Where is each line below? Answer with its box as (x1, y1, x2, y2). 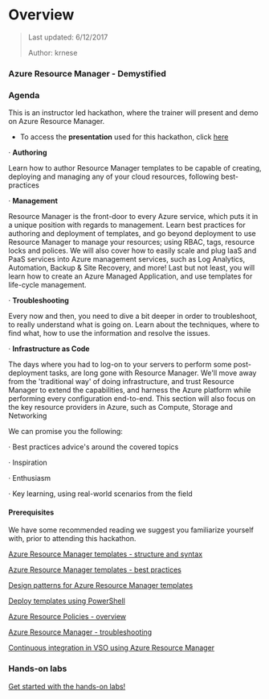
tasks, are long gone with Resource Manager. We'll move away (49, 368, 257, 378)
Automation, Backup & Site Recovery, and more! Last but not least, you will (8, 263, 255, 273)
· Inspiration (8, 457, 48, 468)
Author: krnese (27, 48, 78, 57)
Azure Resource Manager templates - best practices (8, 565, 182, 575)
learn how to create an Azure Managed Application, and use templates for (8, 271, 253, 281)
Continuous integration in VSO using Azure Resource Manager (8, 643, 215, 653)
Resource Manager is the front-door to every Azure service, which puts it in (8, 212, 259, 221)
